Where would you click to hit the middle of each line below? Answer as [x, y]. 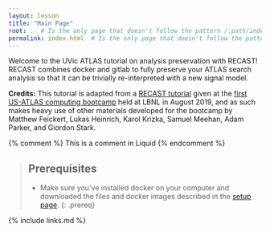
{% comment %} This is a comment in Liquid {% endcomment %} [117, 143]
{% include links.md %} [47, 221]
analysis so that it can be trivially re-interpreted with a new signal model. [129, 78]
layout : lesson [34, 16]
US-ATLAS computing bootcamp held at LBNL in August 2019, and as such [132, 102]
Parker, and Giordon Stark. [52, 128]
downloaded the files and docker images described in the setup [145, 197]
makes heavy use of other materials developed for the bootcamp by [121, 111]
